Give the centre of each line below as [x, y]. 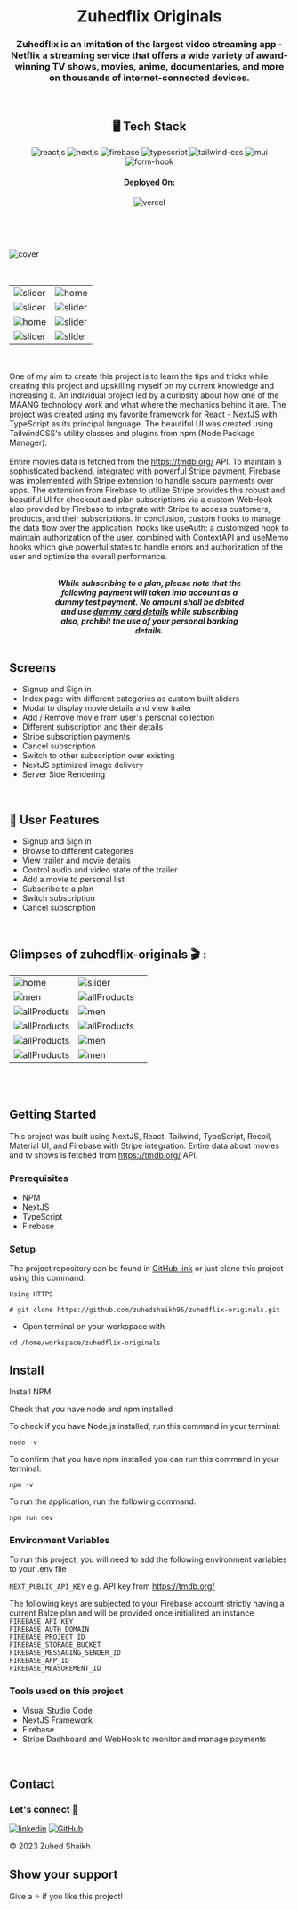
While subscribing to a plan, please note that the [149, 583]
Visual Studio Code [57, 1710]
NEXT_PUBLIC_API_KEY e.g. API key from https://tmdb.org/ [112, 1586]
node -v [24, 1443]
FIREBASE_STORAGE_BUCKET [55, 1645]
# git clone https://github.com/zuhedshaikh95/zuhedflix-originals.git [145, 1310]
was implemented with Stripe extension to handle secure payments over [141, 480]
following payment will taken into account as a [149, 592]
